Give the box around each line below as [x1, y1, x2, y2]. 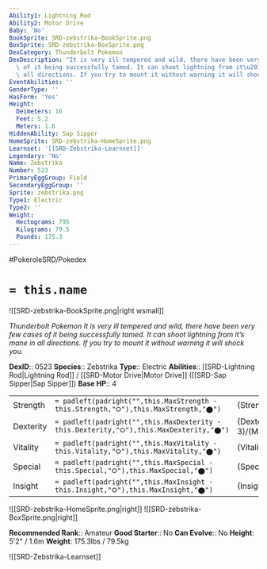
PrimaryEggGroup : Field [9, 174, 88, 183]
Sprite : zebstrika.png [9, 188, 84, 197]
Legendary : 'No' [9, 152, 63, 160]
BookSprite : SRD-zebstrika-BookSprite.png [9, 33, 151, 42]
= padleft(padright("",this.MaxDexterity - [55, 417, 222, 427]
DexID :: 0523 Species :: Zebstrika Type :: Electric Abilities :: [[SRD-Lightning [9, 362, 256, 371]
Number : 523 [9, 167, 48, 175]
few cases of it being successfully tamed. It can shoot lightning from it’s [9, 329, 245, 339]
